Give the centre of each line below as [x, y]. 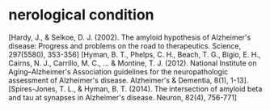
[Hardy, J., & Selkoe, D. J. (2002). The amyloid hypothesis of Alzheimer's [130, 37]
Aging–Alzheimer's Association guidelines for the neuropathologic [118, 71]
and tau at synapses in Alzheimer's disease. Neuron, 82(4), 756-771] [122, 97]
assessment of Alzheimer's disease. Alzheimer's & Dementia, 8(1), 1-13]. [129, 80]
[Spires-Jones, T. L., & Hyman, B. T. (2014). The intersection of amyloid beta [135, 89]
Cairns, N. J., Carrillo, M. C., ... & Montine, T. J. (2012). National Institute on [133, 63]
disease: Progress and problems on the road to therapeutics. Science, [125, 45]
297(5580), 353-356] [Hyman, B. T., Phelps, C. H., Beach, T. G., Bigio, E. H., [135, 54]
